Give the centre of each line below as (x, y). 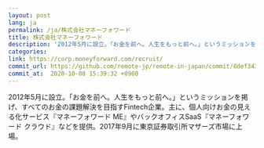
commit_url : (27, 67)
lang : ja (22, 23)
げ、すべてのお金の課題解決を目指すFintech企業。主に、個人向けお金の (123, 106)
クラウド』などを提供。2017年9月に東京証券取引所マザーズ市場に (129, 126)
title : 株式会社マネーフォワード (56, 37)
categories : (27, 52)
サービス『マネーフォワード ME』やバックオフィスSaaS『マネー (125, 116)
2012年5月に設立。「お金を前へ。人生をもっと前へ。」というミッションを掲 (128, 97)
